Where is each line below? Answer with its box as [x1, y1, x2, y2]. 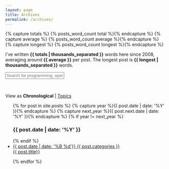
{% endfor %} [12, 158, 42, 164]
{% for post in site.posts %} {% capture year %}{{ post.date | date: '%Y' [12, 103, 164, 109]
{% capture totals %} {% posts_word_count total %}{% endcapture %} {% [5, 31, 161, 37]
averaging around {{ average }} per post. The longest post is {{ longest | [5, 57, 159, 63]
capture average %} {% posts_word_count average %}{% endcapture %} [5, 36, 159, 42]
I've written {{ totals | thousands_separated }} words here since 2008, [5, 51, 155, 57]
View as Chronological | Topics [5, 93, 72, 99]
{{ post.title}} [12, 148, 40, 155]
